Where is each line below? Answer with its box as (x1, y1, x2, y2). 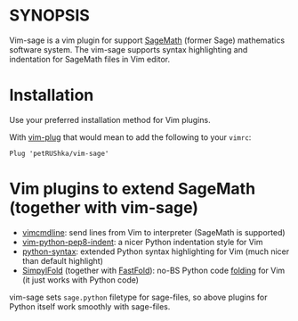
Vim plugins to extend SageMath (9, 179, 256, 199)
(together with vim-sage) (9, 198, 198, 218)
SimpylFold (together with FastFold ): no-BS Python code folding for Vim (21, 265, 286, 276)
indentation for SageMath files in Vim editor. (9, 53, 171, 64)
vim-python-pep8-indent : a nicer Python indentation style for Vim (21, 236, 264, 247)
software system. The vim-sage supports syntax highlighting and (9, 44, 248, 54)
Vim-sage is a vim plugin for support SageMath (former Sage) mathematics (9, 35, 286, 45)
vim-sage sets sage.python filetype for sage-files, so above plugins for (9, 292, 268, 302)
